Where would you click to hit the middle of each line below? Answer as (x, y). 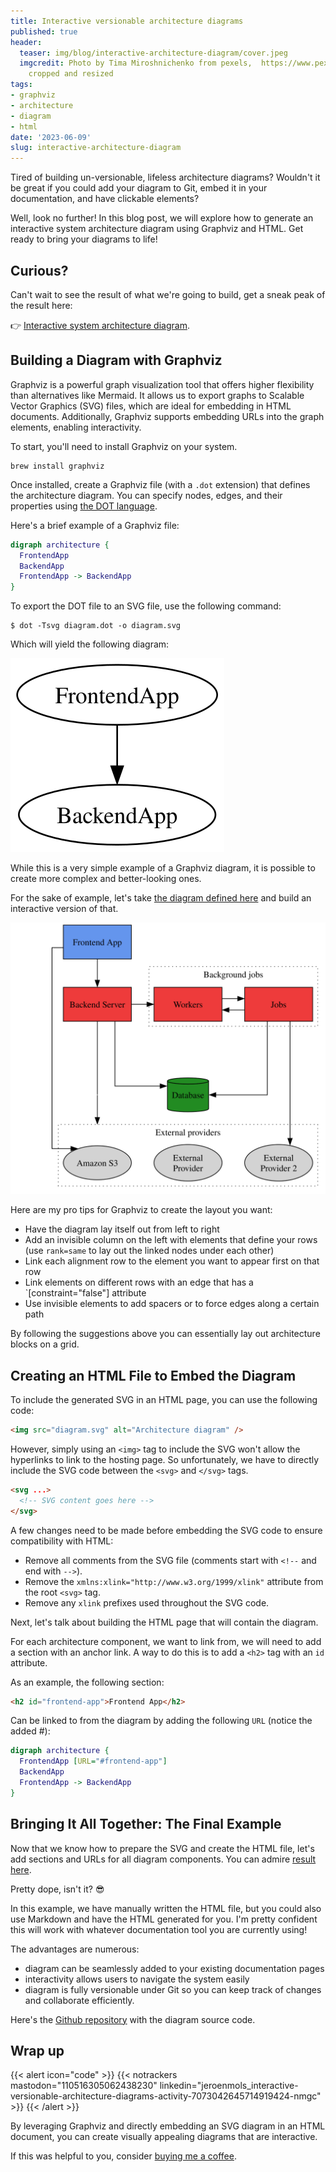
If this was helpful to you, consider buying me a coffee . (123, 2156)
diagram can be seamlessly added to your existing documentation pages (174, 1968)
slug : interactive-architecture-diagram (96, 148)
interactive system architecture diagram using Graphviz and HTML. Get (157, 229)
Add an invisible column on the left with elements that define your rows (171, 1240)
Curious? (39, 270)
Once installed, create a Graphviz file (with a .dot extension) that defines (160, 484)
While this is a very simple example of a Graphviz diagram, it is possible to (163, 868)
